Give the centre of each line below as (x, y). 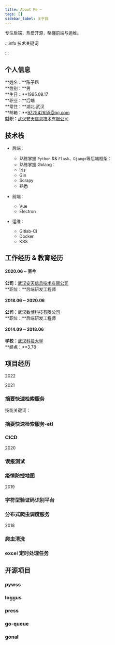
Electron (28, 211)
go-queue (17, 624)
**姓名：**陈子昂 (22, 82)
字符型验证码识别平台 (30, 500)
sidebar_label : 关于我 (27, 18)
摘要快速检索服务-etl (29, 424)
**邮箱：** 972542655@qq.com (37, 113)
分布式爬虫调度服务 (27, 515)
